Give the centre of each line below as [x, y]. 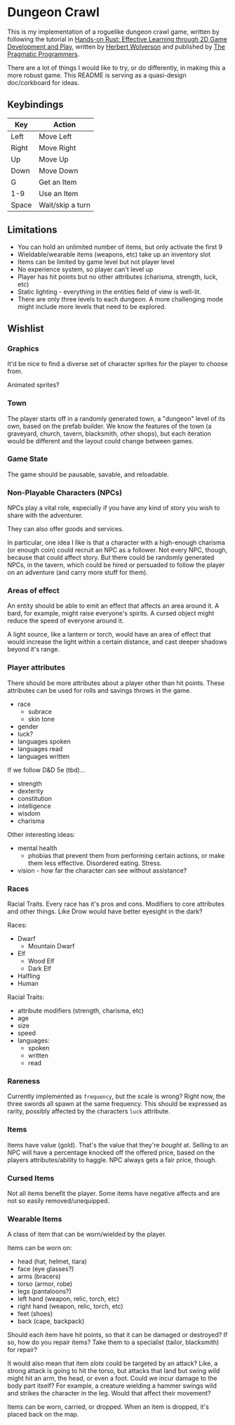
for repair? [22, 1350]
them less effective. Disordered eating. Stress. [95, 863]
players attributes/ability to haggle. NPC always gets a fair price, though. [112, 1159]
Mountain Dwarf [51, 946]
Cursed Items [31, 1178]
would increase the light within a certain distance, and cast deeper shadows [117, 642]
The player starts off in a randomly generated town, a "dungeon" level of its [116, 418]
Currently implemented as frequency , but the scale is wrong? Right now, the [116, 1096]
